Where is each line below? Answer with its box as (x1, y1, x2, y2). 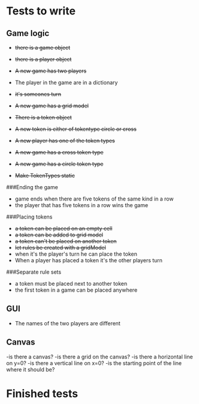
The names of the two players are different (14, 319, 121, 327)
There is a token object (14, 114, 72, 121)
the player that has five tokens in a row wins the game (14, 202, 149, 208)
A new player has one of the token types (14, 137, 115, 144)
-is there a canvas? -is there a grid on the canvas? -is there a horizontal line (6, 353, 193, 360)
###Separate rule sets (6, 268, 62, 276)
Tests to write (6, 4, 76, 18)
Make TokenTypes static (14, 172, 75, 179)
